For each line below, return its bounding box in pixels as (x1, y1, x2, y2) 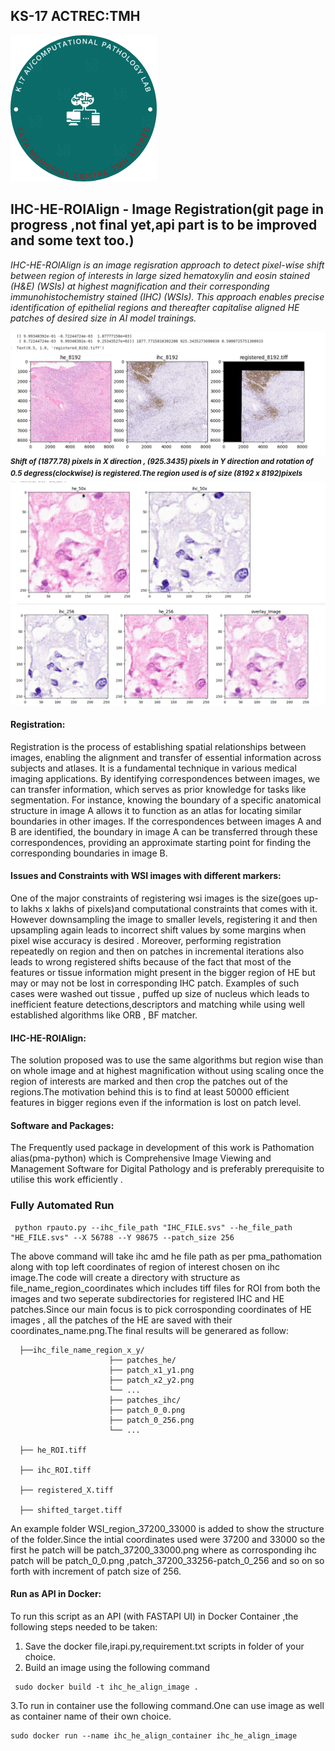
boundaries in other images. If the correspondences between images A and (10, 815, 322, 827)
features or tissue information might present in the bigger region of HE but (10, 967, 316, 979)
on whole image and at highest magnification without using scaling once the (10, 1065, 325, 1077)
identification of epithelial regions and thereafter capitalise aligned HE (10, 301, 300, 313)
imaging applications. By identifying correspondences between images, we (10, 772, 321, 784)
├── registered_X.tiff (19, 1485, 114, 1495)
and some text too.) (10, 232, 135, 249)
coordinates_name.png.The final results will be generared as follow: (10, 1324, 290, 1336)
